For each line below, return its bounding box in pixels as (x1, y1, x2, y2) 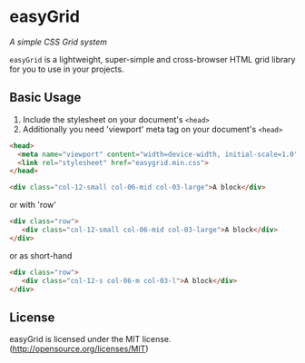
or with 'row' (9, 200, 57, 211)
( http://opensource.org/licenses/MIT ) (9, 343, 149, 355)
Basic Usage (9, 90, 82, 105)
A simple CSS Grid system (9, 36, 107, 47)
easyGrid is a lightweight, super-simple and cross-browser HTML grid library (9, 54, 296, 64)
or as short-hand (9, 250, 73, 260)
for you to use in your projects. (9, 64, 124, 74)
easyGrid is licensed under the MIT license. (9, 334, 172, 345)
